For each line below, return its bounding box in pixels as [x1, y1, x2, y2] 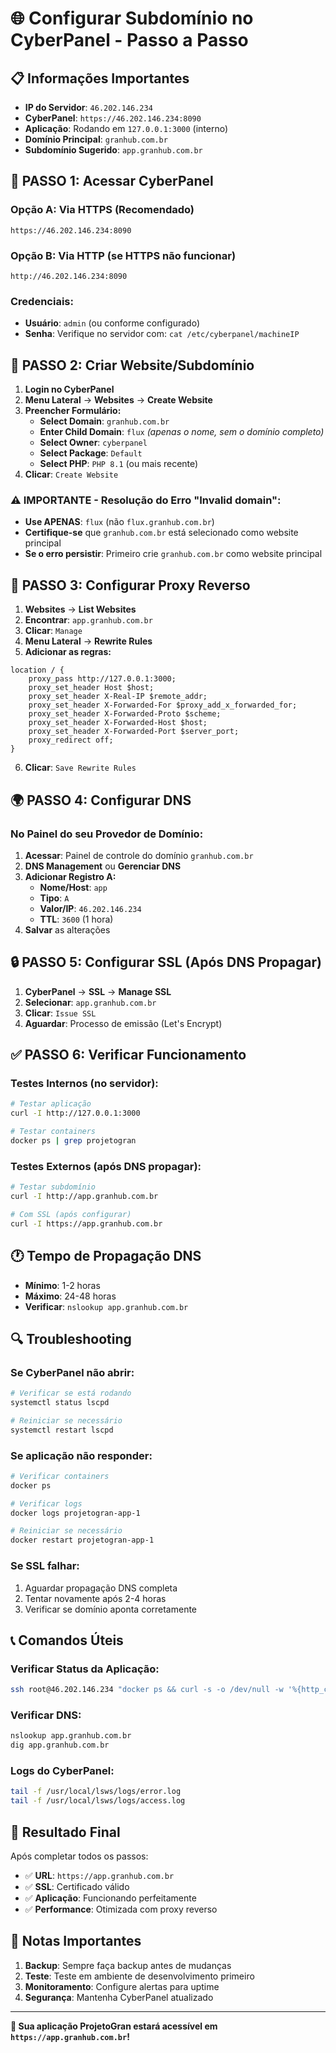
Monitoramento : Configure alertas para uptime [24, 1980, 220, 1992]
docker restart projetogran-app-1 [10, 1535, 155, 1546]
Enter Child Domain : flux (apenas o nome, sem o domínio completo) [39, 426, 325, 438]
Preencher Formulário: [24, 405, 122, 417]
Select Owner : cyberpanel [39, 437, 148, 449]
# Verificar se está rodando [10, 1388, 132, 1399]
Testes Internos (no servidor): [10, 1077, 159, 1091]
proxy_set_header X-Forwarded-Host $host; [28, 718, 208, 728]
